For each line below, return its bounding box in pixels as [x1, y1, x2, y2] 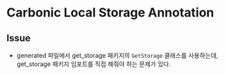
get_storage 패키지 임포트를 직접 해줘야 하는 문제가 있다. [16, 60, 171, 68]
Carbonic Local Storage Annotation [6, 5, 215, 21]
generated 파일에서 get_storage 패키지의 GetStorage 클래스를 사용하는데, [16, 52, 219, 59]
